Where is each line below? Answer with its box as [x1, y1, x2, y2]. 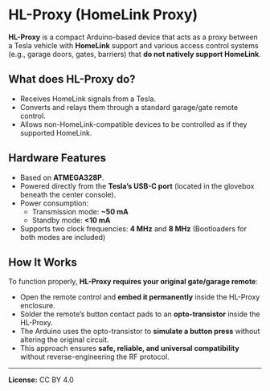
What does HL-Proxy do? [8, 72, 136, 86]
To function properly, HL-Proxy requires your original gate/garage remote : [8, 277, 259, 287]
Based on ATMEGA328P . [19, 173, 104, 182]
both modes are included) [19, 232, 106, 242]
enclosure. [19, 301, 55, 311]
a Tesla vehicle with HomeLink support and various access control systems [8, 40, 259, 50]
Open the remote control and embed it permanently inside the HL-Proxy [19, 292, 260, 302]
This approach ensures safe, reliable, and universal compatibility [19, 344, 239, 353]
